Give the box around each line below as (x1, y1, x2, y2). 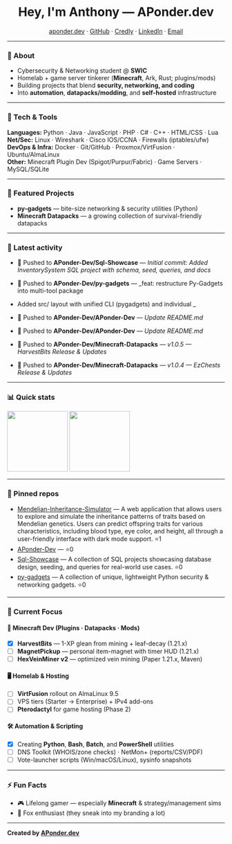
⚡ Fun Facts (7, 780, 47, 789)
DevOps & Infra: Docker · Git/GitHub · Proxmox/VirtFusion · (7, 143, 175, 151)
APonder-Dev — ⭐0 (17, 544, 74, 553)
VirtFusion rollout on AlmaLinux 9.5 (17, 690, 119, 698)
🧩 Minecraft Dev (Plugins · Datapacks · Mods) (7, 624, 140, 632)
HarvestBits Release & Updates (17, 347, 107, 356)
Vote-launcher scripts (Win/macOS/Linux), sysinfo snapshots (17, 755, 192, 764)
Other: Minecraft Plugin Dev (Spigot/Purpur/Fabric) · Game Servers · (7, 157, 202, 166)
